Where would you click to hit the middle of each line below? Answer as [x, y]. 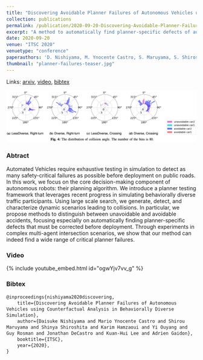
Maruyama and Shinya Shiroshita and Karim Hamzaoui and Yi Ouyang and [97, 327]
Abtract [18, 156]
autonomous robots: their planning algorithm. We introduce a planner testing [101, 188]
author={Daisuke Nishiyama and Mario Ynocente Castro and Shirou [101, 321]
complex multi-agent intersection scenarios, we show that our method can [99, 233]
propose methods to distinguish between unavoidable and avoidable [91, 214]
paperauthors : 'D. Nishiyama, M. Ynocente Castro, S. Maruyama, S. [93, 57]
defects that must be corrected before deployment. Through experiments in [100, 227]
